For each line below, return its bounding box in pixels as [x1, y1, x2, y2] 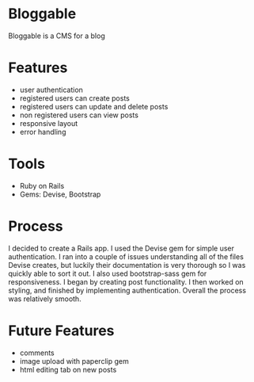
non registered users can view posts [19, 110, 138, 120]
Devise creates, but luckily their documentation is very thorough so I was [8, 260, 246, 269]
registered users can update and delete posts [19, 101, 169, 111]
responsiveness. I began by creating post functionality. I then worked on [8, 277, 244, 286]
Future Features [8, 322, 115, 339]
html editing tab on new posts [19, 365, 117, 374]
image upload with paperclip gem [19, 356, 129, 365]
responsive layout [19, 118, 78, 128]
